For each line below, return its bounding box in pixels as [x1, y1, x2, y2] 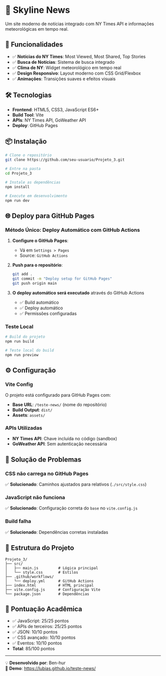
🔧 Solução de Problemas [5, 455, 82, 464]
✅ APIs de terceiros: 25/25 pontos [12, 624, 83, 630]
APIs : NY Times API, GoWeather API [12, 117, 86, 123]
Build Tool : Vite [12, 112, 44, 118]
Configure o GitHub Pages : [12, 238, 69, 244]
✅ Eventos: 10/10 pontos [12, 640, 62, 646]
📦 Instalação [5, 137, 47, 145]
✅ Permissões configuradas [19, 310, 77, 316]
